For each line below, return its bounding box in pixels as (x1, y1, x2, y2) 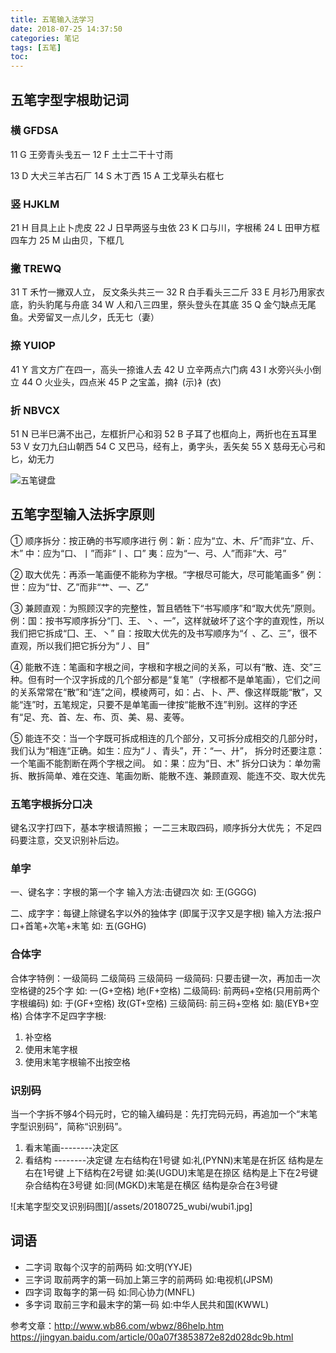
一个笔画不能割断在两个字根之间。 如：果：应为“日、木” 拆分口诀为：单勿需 (10, 757, 322, 769)
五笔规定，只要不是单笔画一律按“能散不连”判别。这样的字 (53, 698, 289, 710)
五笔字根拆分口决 (10, 797, 93, 811)
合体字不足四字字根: (24, 1009, 107, 1021)
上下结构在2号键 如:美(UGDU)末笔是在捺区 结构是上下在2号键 (66, 1167, 319, 1178)
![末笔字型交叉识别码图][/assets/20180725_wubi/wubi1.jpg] (10, 1201, 253, 1212)
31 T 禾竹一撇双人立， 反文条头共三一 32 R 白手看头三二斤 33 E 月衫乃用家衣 (10, 286, 325, 298)
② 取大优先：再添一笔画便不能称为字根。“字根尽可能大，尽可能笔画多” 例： (10, 568, 325, 580)
